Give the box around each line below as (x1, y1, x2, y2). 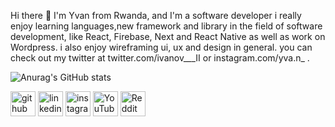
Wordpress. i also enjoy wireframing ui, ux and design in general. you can (10, 41, 313, 53)
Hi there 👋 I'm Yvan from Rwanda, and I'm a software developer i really (10, 10, 302, 21)
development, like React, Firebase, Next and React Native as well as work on (10, 31, 326, 42)
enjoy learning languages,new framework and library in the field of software (10, 20, 323, 32)
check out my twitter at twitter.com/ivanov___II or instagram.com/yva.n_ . (10, 52, 310, 64)
